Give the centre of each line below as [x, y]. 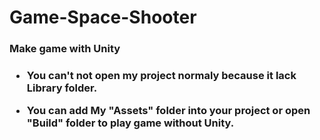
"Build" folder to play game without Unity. [130, 123]
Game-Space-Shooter [103, 17]
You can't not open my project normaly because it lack [161, 76]
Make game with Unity [65, 49]
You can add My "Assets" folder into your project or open [168, 111]
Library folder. [62, 88]
